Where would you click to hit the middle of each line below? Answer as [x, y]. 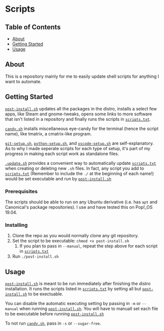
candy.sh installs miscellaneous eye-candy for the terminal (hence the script [82, 129]
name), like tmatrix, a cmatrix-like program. [48, 133]
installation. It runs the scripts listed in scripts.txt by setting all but [73, 289]
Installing [16, 225]
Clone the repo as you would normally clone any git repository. [75, 236]
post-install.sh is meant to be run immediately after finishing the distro [78, 284]
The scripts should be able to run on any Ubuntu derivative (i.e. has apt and [81, 202]
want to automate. [23, 81]
